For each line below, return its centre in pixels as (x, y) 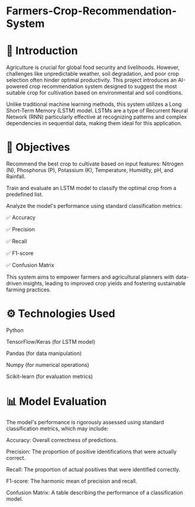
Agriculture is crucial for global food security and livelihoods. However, (93, 67)
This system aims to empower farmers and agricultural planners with (90, 277)
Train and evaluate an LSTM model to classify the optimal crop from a (91, 188)
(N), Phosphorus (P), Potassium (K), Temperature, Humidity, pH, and (90, 170)
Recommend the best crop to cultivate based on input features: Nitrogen (95, 164)
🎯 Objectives (38, 147)
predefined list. (25, 194)
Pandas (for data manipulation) (44, 353)
